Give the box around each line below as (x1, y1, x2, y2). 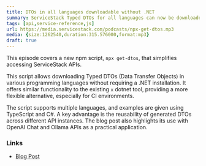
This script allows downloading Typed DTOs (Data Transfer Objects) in (6, 73, 185, 80)
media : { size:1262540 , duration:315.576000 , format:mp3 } (6, 32, 150, 38)
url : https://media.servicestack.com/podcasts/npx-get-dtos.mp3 (6, 26, 174, 32)
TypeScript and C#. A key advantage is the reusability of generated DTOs (6, 111, 192, 118)
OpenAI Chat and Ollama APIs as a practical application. (6, 124, 148, 130)
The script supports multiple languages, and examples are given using (6, 104, 184, 111)
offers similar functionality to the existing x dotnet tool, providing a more (6, 86, 188, 92)
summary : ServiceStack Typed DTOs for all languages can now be (6, 15, 174, 21)
